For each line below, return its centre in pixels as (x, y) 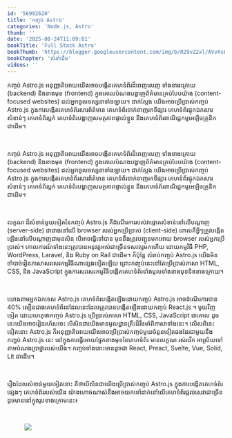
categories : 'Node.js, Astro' (51, 26)
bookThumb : (23, 52)
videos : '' (23, 65)
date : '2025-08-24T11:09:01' (49, 39)
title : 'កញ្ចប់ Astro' (36, 20)
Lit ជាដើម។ (21, 356)
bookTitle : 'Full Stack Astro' (52, 46)
